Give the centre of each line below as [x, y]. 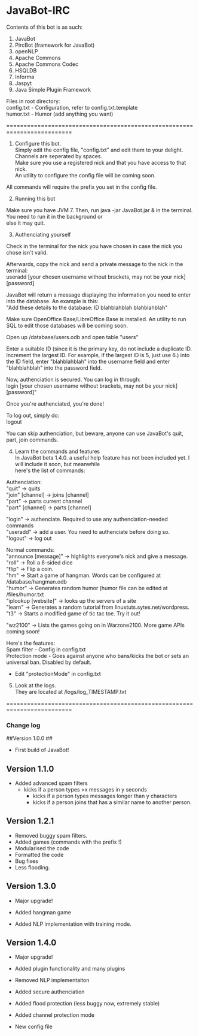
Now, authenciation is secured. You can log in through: [74, 379]
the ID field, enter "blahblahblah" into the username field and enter [88, 361]
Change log [23, 725]
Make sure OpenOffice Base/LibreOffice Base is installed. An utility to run [96, 319]
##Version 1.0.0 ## [29, 738]
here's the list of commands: [50, 470]
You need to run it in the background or [54, 216]
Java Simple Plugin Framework [53, 89]
